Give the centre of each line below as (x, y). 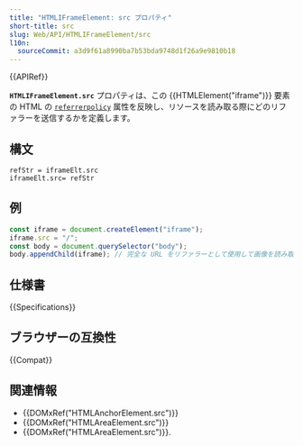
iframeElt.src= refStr (52, 178)
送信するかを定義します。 (87, 118)
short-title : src (42, 26)
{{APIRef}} (29, 77)
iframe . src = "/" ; (44, 238)
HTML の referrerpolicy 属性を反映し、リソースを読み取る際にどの (145, 107)
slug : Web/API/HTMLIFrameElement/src (80, 34)
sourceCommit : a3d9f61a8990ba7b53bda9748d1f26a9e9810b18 (127, 51)
